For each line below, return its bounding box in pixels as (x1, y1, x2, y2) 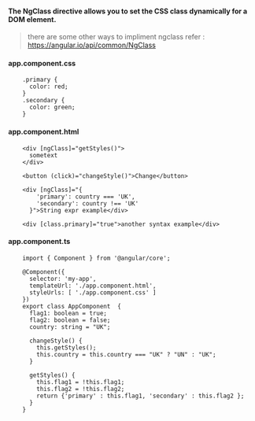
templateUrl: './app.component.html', (28, 282, 157, 290)
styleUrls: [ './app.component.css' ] (28, 288, 157, 297)
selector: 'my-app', (28, 275, 97, 283)
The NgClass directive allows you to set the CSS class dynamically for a (8, 6, 248, 16)
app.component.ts (8, 237, 71, 246)
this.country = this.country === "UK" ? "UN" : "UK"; (36, 350, 216, 358)
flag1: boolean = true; (28, 309, 108, 317)
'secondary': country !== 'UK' (36, 199, 139, 208)
